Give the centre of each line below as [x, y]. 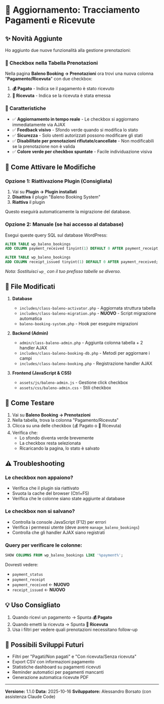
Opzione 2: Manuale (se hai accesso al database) [64, 224]
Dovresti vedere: [22, 564]
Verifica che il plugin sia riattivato [46, 488]
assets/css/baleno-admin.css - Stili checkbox [65, 388]
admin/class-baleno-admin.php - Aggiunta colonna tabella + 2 [81, 342]
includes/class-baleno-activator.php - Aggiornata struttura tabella [88, 308]
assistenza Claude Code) [30, 697]
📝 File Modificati [30, 287]
